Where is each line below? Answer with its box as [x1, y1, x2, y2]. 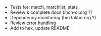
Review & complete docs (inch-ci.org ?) [10, 9, 92, 15]
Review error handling [10, 20, 56, 26]
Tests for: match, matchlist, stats [10, 4, 78, 10]
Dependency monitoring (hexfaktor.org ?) [10, 15, 96, 20]
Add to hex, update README [10, 25, 70, 31]
